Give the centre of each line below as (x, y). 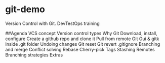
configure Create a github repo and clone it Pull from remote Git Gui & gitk (82, 39)
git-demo (25, 9)
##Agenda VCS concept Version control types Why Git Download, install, (81, 33)
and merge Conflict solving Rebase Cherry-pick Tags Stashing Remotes (80, 49)
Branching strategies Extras (34, 55)
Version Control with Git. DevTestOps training (52, 23)
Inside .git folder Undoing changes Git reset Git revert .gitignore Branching (83, 44)
